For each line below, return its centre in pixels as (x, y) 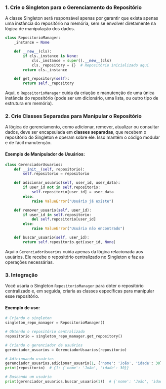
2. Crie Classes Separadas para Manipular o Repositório (73, 116)
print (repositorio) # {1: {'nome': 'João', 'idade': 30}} (67, 368)
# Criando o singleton (28, 318)
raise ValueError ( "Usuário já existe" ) (72, 201)
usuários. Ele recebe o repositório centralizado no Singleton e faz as (75, 257)
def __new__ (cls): (33, 52)
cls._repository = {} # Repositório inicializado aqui (90, 65)
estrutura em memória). (29, 104)
